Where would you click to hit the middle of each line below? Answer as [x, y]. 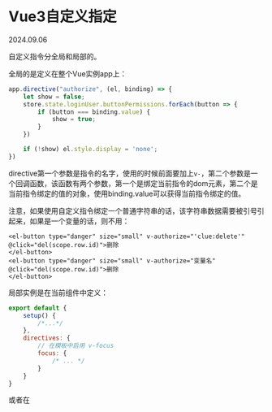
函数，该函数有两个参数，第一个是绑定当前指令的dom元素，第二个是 [144, 183]
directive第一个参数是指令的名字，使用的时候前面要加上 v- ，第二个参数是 [130, 173]
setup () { [40, 315]
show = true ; [73, 119]
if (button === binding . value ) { [94, 112]
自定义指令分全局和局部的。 [55, 56]
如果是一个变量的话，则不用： [80, 221]
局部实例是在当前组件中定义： [58, 293]
